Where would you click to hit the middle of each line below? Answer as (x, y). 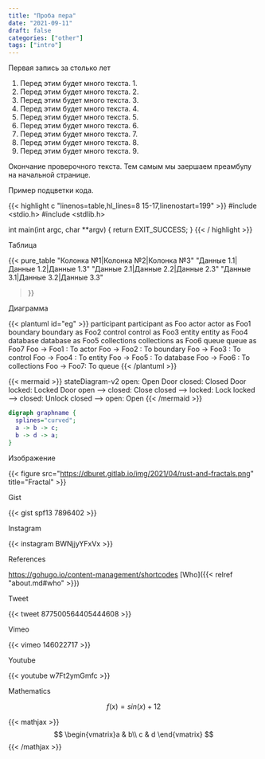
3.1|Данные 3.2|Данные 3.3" (56, 278)
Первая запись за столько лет (60, 68)
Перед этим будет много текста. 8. (79, 143)
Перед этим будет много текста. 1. (78, 84)
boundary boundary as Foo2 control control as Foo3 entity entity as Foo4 (128, 332)
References (27, 559)
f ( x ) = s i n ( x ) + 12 (134, 706)
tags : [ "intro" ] (35, 45)
